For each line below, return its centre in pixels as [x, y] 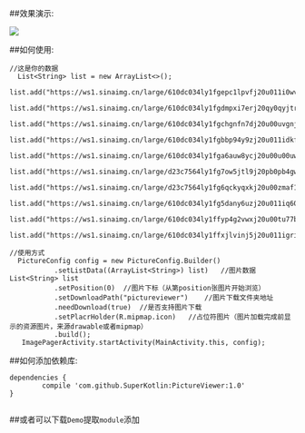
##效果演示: [32, 13]
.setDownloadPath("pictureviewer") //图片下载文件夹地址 [164, 298]
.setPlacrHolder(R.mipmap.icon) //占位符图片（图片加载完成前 [169, 317]
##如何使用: [32, 49]
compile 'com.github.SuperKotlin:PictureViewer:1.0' [144, 386]
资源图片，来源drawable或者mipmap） [85, 327]
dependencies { [38, 378]
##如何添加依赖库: [44, 360]
